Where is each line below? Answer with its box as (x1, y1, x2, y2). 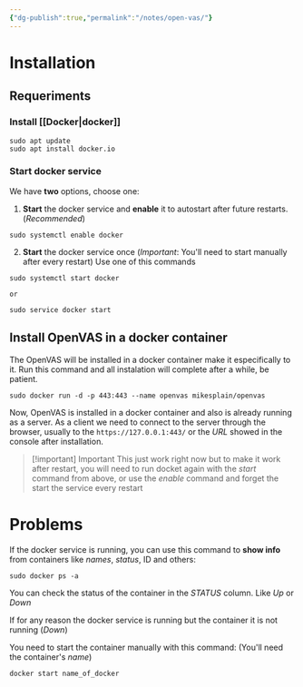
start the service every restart (31, 482, 143, 493)
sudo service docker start (9, 305, 112, 314)
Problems (9, 514, 83, 535)
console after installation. (9, 436, 104, 447)
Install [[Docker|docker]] (9, 115, 121, 128)
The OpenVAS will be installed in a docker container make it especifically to (9, 354, 291, 365)
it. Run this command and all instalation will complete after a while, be (9, 364, 269, 375)
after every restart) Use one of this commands (22, 256, 197, 267)
